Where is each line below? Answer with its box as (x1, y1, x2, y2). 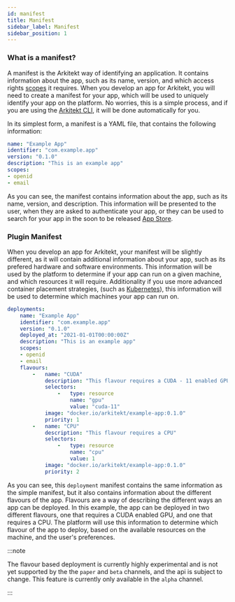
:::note (7, 546, 26, 554)
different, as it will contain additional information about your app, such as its (7, 255, 226, 263)
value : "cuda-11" (69, 403, 120, 410)
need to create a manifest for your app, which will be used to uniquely (7, 91, 208, 99)
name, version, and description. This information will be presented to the (7, 199, 217, 208)
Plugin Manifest (7, 231, 62, 241)
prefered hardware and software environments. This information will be (7, 262, 213, 271)
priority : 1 (44, 416, 80, 423)
